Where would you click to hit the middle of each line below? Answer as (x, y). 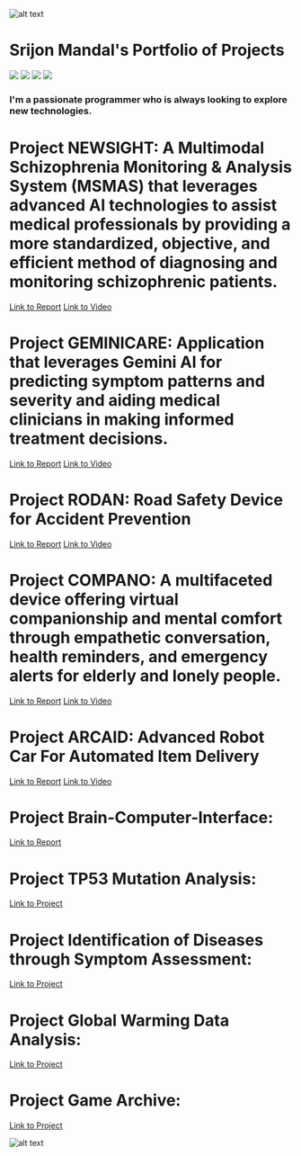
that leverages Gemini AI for (116, 362)
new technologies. (51, 111)
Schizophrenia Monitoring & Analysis (150, 167)
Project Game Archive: (95, 1101)
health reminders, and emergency (138, 656)
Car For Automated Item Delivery (134, 756)
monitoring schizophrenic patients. (144, 282)
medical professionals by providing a (150, 224)
